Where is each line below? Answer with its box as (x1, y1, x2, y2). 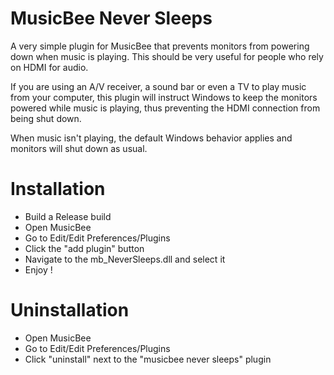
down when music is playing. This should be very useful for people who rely (10, 50, 324, 62)
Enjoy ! (24, 263, 53, 276)
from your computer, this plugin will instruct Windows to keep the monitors (10, 91, 318, 103)
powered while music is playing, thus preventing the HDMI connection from (10, 102, 321, 114)
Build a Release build (24, 210, 112, 222)
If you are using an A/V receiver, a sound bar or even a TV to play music (10, 80, 307, 92)
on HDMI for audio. (10, 61, 89, 73)
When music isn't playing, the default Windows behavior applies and (10, 132, 293, 144)
